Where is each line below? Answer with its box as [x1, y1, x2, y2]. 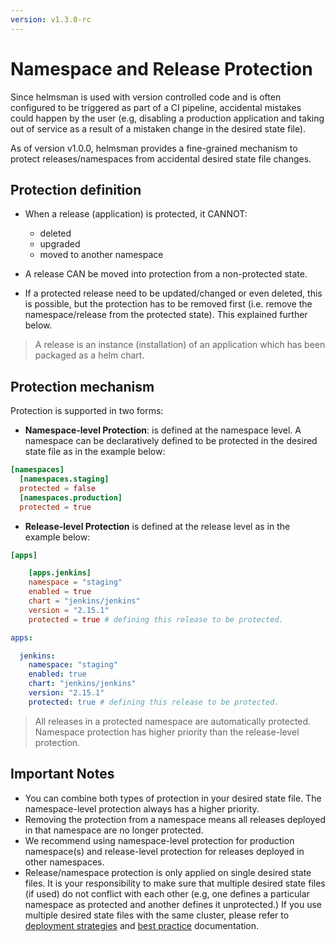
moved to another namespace [39, 249, 164, 261]
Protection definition [10, 181, 142, 198]
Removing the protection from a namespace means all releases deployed [24, 813, 326, 825]
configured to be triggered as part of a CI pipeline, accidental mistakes [10, 101, 302, 113]
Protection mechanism [10, 378, 155, 395]
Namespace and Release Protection [10, 57, 313, 80]
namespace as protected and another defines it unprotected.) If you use [24, 898, 323, 910]
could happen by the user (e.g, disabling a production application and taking [10, 112, 325, 124]
